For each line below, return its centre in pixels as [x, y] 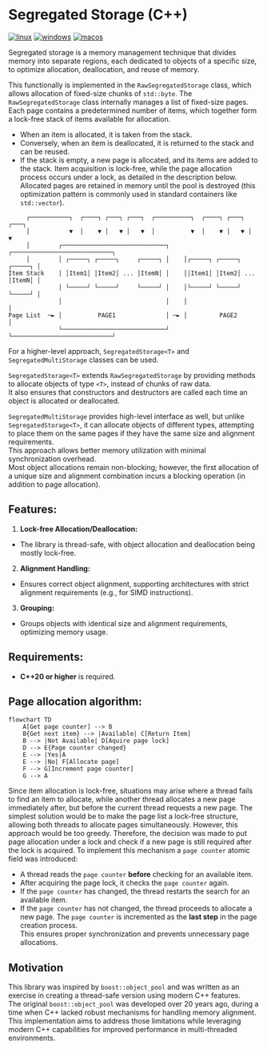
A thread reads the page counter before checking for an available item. [136, 874]
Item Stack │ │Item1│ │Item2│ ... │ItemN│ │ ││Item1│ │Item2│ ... [132, 273]
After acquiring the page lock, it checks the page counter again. [124, 883]
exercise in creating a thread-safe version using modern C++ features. [125, 995]
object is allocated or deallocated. [64, 400]
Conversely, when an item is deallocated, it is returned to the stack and [137, 143]
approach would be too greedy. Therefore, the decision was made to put [128, 834]
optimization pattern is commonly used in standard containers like [128, 194]
